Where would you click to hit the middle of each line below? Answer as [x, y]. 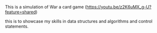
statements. [17, 26]
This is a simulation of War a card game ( [46, 7]
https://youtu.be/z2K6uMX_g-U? [119, 7]
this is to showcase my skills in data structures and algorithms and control [79, 21]
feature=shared [21, 12]
